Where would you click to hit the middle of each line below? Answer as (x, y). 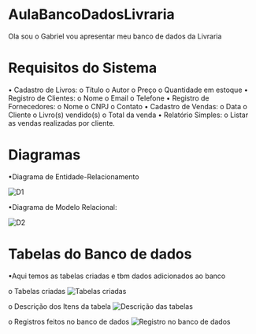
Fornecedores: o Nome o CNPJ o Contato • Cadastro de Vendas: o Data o (128, 106)
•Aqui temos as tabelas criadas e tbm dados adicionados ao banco (117, 276)
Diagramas (45, 155)
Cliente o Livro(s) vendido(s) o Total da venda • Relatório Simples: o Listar (128, 115)
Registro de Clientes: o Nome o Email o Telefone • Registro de (109, 98)
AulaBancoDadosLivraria (91, 15)
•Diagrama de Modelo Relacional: (63, 207)
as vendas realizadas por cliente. (62, 123)
